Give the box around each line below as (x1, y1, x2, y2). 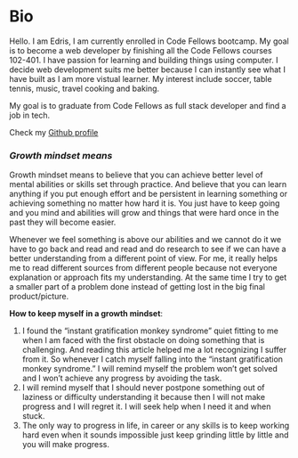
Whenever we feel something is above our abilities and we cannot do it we (9, 234, 282, 245)
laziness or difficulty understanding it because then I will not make (21, 392, 265, 403)
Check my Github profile (9, 127, 99, 137)
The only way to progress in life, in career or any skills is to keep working (21, 421, 290, 431)
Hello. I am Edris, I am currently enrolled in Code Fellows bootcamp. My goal (9, 36, 289, 46)
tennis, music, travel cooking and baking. (9, 83, 160, 94)
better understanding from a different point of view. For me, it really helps (9, 253, 278, 264)
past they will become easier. (9, 217, 117, 228)
